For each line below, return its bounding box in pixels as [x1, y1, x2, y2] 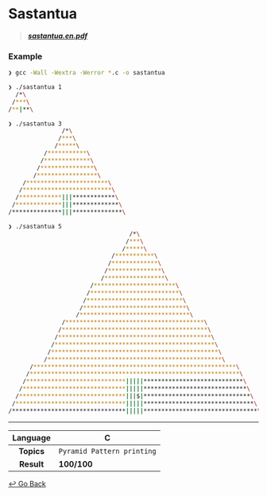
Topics [18, 445, 45, 456]
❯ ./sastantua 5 [8, 222, 62, 230]
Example [8, 51, 43, 62]
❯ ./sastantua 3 [8, 120, 62, 128]
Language [12, 432, 52, 443]
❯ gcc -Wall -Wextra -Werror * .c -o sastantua [8, 69, 165, 77]
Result [19, 458, 44, 469]
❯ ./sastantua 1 [8, 83, 62, 91]
